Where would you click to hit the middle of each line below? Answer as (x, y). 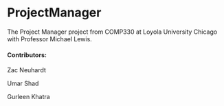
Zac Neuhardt (27, 70)
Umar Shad (23, 83)
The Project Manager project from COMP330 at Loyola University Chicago (112, 32)
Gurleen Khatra (29, 97)
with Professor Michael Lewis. (50, 39)
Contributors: (27, 55)
